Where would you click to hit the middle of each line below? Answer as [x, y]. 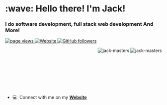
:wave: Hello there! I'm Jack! [65, 9]
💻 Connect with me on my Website [49, 98]
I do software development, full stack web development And [79, 24]
